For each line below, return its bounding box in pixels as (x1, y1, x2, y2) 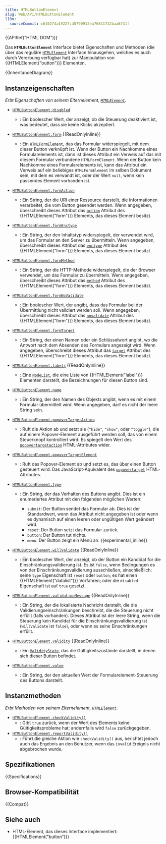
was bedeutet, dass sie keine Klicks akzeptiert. (19, 122, 115, 128)
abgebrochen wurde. (19, 746, 63, 752)
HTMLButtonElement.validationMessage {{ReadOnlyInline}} (12, 593, 130, 599)
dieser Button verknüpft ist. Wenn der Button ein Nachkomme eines (19, 146, 158, 152)
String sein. (19, 407, 43, 413)
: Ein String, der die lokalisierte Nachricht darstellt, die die (19, 602, 137, 608)
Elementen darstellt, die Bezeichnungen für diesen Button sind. (19, 377, 149, 383)
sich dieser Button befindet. (19, 653, 77, 659)
